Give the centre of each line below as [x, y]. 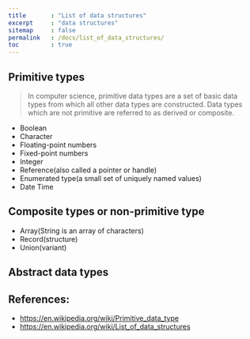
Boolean [33, 128]
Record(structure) [49, 239]
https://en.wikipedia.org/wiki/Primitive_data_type [99, 318]
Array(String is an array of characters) [82, 231]
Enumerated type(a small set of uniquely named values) [110, 178]
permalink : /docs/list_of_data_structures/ [86, 38]
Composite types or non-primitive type [106, 211]
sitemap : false [42, 30]
